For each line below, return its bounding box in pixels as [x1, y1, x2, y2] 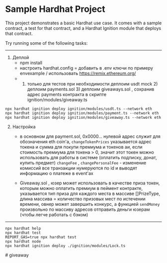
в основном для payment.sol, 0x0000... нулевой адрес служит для [19, 133, 161, 139]
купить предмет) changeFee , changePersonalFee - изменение [19, 160, 147, 166]
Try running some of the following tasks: [5, 40, 88, 46]
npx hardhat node [5, 239, 41, 244]
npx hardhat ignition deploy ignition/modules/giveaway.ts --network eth [5, 115, 162, 120]
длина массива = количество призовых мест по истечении [19, 195, 146, 202]
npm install [19, 60, 42, 66]
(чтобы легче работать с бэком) [19, 211, 88, 217]
